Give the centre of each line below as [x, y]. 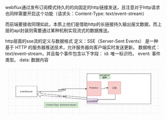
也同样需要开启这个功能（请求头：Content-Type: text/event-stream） [76, 13]
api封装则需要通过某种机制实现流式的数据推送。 [63, 30]
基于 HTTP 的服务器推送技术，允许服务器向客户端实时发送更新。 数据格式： [83, 47]
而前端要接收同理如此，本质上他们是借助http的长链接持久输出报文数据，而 [82, 24]
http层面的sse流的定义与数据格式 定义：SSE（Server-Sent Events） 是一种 [82, 41]
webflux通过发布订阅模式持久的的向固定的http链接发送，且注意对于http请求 [83, 7]
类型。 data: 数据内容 [27, 60]
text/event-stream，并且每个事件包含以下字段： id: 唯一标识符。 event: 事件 [83, 53]
